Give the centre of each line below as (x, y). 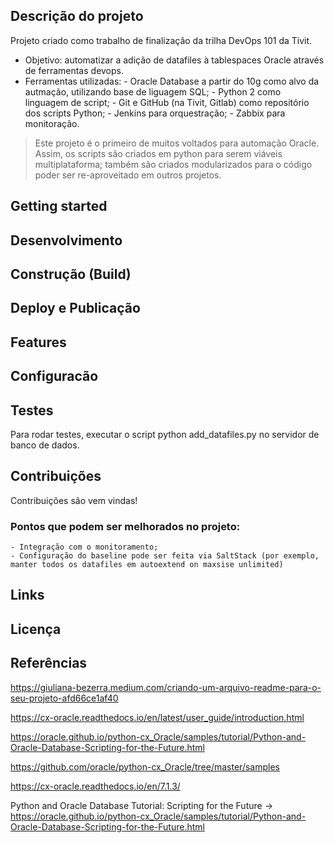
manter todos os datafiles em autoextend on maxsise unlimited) (147, 565)
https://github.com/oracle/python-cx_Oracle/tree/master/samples (145, 766)
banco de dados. (45, 445)
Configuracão (54, 376)
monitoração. (52, 123)
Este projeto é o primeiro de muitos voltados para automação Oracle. (177, 143)
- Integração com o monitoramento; (84, 547)
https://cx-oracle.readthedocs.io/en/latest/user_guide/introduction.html (157, 717)
